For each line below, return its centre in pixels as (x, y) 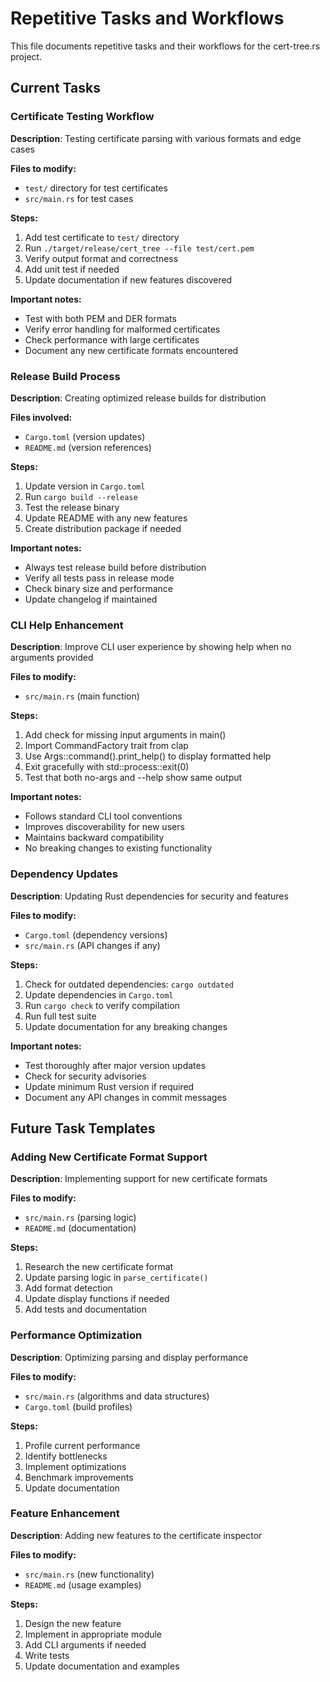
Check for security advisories (85, 1076)
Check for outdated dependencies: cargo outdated (129, 984)
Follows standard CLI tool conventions (103, 816)
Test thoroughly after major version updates (115, 1065)
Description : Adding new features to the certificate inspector (136, 1535)
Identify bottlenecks (66, 1456)
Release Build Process (65, 376)
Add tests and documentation (86, 1309)
